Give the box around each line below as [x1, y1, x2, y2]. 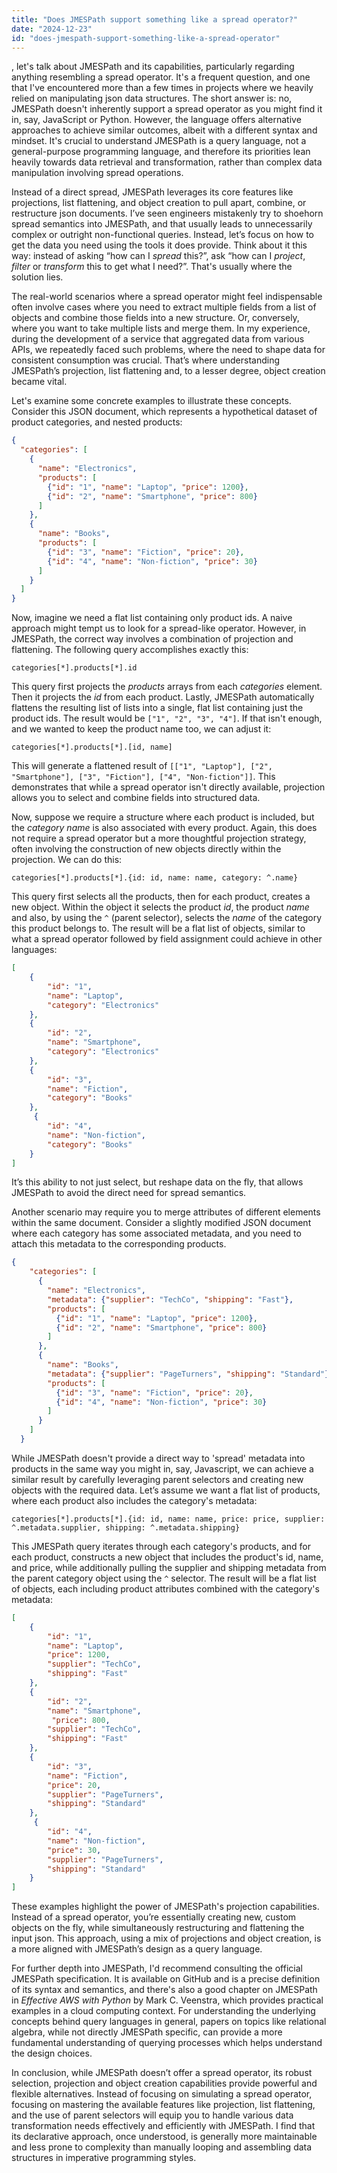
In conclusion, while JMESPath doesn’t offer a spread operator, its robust [11, 2067, 313, 2079]
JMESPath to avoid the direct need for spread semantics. [11, 1187, 247, 1199]
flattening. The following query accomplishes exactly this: [11, 644, 249, 656]
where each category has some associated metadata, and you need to [11, 1227, 302, 1240]
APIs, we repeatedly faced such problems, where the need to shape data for [11, 344, 326, 356]
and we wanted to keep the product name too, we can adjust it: [11, 723, 272, 735]
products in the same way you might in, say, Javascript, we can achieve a [11, 1462, 314, 1475]
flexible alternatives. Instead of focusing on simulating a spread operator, [11, 2088, 313, 2100]
